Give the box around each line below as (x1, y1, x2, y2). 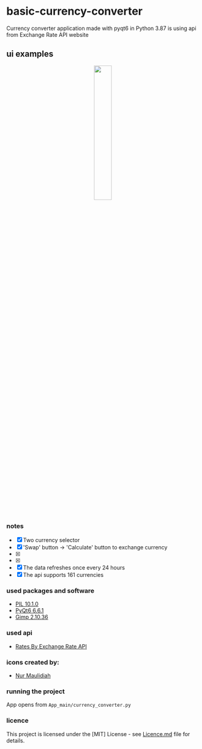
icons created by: (6, 658, 59, 666)
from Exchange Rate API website (6, 31, 89, 38)
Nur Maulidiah (15, 672, 51, 679)
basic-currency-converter (6, 4, 143, 18)
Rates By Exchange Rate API (15, 642, 88, 650)
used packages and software (6, 586, 95, 595)
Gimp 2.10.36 (15, 614, 48, 621)
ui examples (6, 49, 54, 59)
